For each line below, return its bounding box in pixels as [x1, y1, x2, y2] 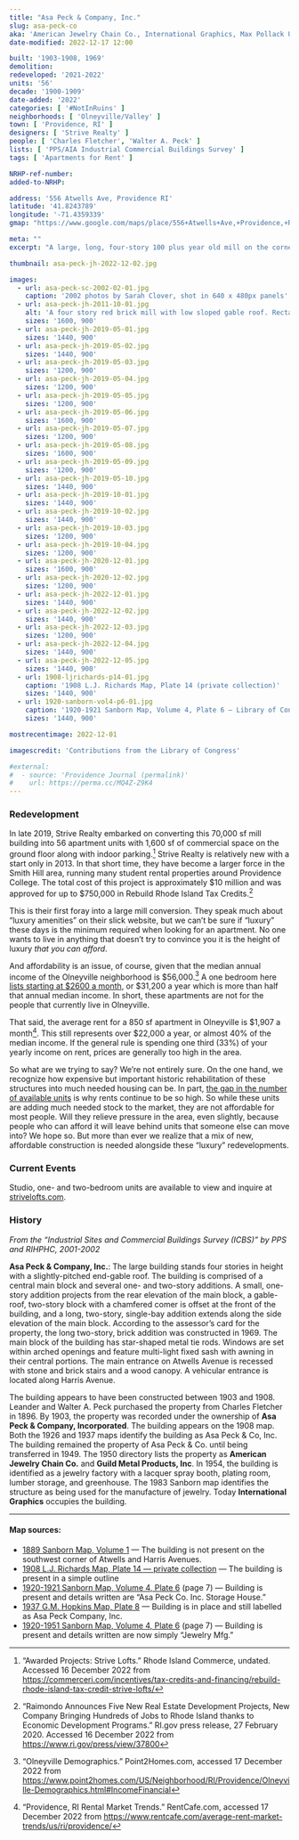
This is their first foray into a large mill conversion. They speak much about [9, 905, 283, 916]
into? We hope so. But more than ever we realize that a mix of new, [9, 1130, 254, 1141]
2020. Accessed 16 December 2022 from [21, 1729, 174, 1739]
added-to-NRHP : [9, 177, 66, 187]
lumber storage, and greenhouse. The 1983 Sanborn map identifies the [9, 1477, 270, 1487]
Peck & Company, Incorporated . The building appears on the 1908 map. [9, 1420, 275, 1430]
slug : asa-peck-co [9, 21, 77, 30]
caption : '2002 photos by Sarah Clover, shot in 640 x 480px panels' [25, 291, 289, 301]
